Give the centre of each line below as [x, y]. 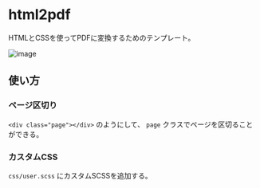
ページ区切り [33, 105]
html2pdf [39, 15]
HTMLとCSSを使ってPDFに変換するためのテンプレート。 [102, 37]
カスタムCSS [33, 157]
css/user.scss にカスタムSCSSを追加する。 [81, 175]
